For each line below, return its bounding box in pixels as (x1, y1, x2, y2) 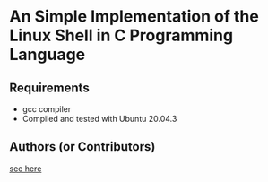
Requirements (9, 80, 90, 95)
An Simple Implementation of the (9, 6, 260, 27)
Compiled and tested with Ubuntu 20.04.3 (22, 114, 177, 124)
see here (9, 163, 42, 174)
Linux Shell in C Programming (9, 25, 234, 46)
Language (9, 45, 86, 65)
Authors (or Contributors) (9, 139, 156, 154)
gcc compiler (22, 104, 72, 114)
